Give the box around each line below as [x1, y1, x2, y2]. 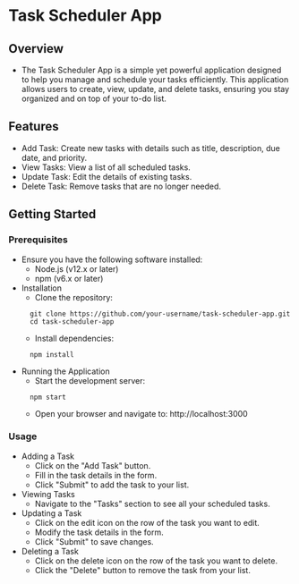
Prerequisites [8, 233, 68, 246]
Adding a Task [21, 451, 75, 461]
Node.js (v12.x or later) [34, 263, 119, 274]
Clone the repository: [34, 292, 114, 302]
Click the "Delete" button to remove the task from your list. [34, 564, 252, 575]
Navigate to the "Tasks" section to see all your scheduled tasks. [34, 498, 270, 509]
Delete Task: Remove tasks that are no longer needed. [21, 181, 221, 191]
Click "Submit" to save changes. [34, 536, 154, 546]
